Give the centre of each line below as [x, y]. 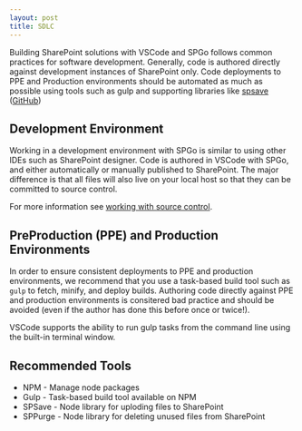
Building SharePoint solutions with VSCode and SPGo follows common [141, 52]
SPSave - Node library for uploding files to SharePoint [123, 407]
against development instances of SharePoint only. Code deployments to [145, 71]
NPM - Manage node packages [81, 387]
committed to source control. [63, 189]
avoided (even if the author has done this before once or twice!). [130, 310]
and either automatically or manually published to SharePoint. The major [144, 170]
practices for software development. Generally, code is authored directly [145, 62]
